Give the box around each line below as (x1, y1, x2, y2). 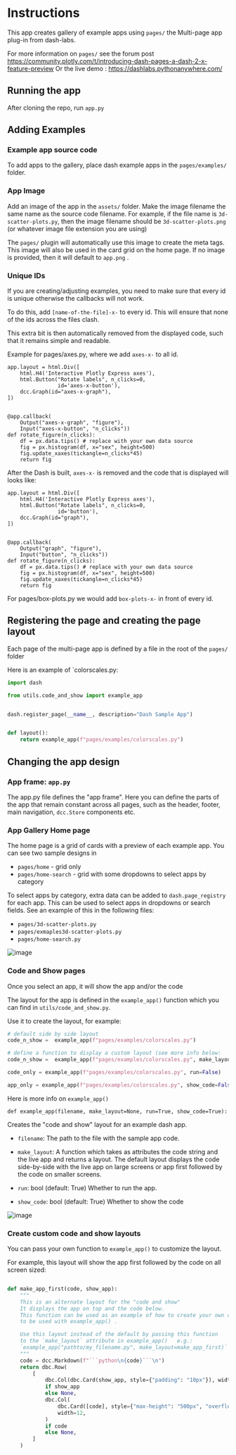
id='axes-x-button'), (57, 382, 121, 389)
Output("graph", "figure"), (20, 545, 102, 552)
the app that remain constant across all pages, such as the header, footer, (7, 800, 221, 808)
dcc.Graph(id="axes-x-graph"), (20, 389, 112, 396)
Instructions (7, 5, 80, 21)
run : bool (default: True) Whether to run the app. (17, 1183, 157, 1192)
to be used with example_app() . (20, 1318, 118, 1325)
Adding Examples (7, 124, 86, 136)
